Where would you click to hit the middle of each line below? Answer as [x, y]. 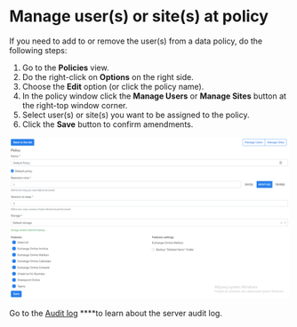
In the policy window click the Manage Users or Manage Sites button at [154, 96]
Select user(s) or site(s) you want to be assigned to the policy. [136, 115]
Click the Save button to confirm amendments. [108, 124]
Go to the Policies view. [65, 68]
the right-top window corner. [75, 105]
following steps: [38, 50]
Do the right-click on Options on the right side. [108, 76]
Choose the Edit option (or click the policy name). [113, 86]
